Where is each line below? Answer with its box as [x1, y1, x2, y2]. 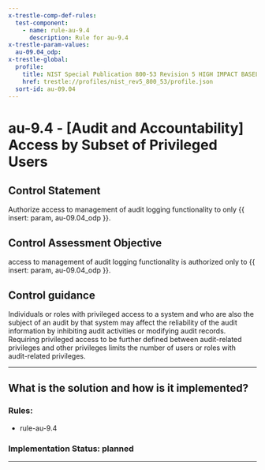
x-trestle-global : [8, 56, 69, 64]
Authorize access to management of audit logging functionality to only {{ [8, 205, 244, 214]
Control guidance [8, 288, 96, 302]
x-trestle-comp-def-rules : [8, 11, 97, 20]
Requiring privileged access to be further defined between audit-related [8, 335, 242, 344]
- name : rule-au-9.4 [22, 26, 90, 34]
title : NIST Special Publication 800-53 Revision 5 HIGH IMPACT [22, 70, 238, 78]
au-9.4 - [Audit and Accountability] [8, 119, 244, 137]
